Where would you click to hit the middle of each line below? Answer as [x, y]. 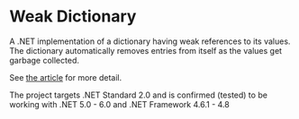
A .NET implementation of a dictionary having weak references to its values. [150, 41]
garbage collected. [44, 60]
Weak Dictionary [73, 17]
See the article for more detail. [66, 77]
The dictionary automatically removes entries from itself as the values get [145, 50]
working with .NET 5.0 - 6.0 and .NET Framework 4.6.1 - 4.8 [119, 104]
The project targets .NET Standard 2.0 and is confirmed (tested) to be [139, 95]
